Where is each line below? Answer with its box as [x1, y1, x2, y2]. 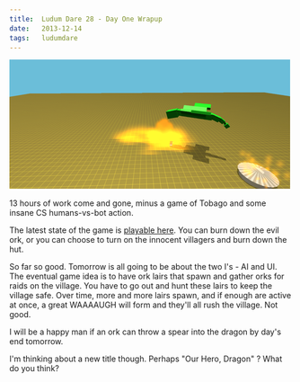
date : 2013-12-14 [9, 23, 83, 33]
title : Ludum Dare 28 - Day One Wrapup [9, 14, 163, 23]
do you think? [9, 363, 60, 374]
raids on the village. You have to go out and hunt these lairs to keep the [9, 280, 272, 291]
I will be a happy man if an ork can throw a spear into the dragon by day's [9, 326, 281, 337]
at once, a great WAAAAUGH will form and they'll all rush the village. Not [9, 299, 278, 310]
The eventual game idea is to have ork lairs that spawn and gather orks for [9, 271, 285, 282]
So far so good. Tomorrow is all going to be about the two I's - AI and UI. [9, 262, 278, 272]
